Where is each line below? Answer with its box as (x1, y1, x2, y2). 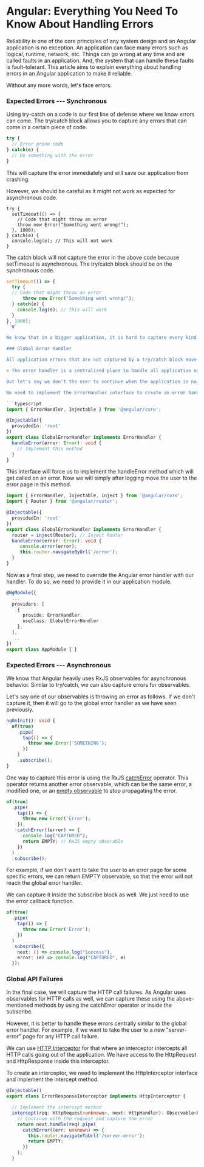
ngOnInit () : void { (6, 717, 56, 723)
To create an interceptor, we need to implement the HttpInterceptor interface (6, 1069, 198, 1077)
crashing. (6, 176, 30, 183)
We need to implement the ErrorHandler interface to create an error (6, 389, 186, 396)
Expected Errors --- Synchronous (6, 96, 107, 105)
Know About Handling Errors (6, 17, 154, 31)
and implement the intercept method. (6, 1076, 99, 1083)
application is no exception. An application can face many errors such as (6, 44, 188, 51)
